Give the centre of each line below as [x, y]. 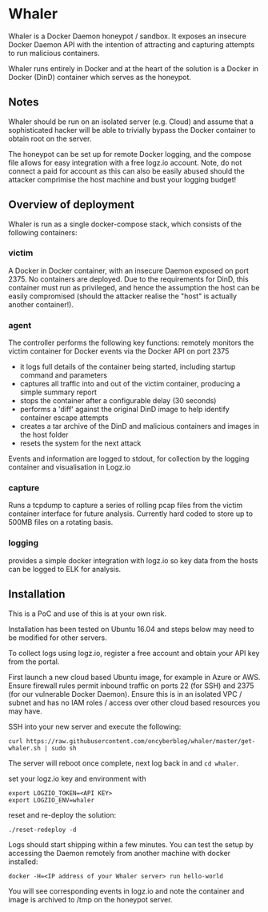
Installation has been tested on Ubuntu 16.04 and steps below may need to [131, 629]
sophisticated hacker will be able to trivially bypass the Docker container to [132, 130]
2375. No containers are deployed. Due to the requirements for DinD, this [129, 279]
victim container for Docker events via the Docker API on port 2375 [119, 351]
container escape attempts [64, 418]
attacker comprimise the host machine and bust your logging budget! [122, 179]
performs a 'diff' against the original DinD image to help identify [124, 410]
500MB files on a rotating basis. [61, 522]
